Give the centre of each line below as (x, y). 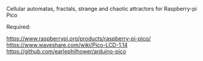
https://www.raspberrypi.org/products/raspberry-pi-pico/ (79, 38)
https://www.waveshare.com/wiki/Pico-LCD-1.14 (67, 45)
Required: (19, 27)
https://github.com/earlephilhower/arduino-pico (66, 51)
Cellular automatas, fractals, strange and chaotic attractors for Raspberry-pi (101, 9)
